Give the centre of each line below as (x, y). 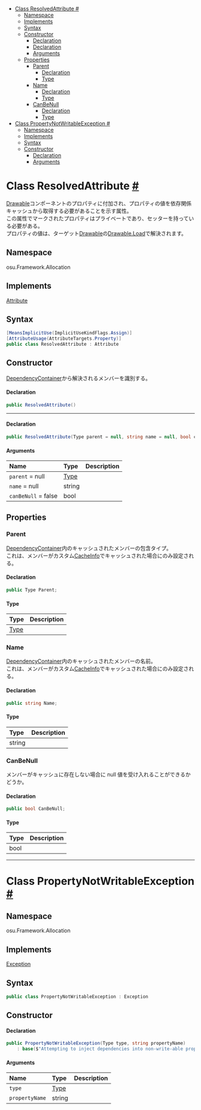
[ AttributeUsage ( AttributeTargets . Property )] (64, 339)
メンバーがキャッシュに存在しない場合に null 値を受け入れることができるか (98, 774)
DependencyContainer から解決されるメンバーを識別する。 (79, 378)
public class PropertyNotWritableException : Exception (77, 997)
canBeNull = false (33, 496)
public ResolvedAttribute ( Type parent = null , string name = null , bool (99, 437)
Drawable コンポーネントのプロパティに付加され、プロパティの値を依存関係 (99, 203)
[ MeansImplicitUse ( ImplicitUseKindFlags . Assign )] (69, 333)
